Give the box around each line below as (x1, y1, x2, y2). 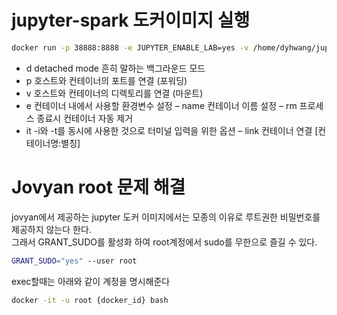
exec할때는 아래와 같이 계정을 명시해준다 (11, 275, 171, 287)
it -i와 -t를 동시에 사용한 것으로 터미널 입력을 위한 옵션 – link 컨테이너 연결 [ (25, 124, 319, 136)
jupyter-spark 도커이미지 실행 (11, 9, 251, 32)
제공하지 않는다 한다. (11, 223, 92, 235)
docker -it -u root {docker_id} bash (11, 295, 169, 305)
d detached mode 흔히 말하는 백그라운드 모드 (25, 62, 206, 74)
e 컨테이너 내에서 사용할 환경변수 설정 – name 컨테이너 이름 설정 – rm (25, 99, 298, 111)
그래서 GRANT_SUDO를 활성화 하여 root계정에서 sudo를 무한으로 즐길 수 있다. (11, 236, 318, 248)
